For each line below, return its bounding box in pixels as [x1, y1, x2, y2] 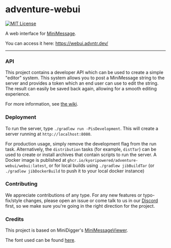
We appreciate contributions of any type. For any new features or [5, 192, 142, 198]
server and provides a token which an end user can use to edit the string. [5, 80, 159, 86]
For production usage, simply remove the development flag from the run [5, 140, 157, 146]
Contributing [5, 180, 38, 187]
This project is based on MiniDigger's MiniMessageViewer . [5, 227, 128, 233]
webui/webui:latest [5, 163, 47, 168]
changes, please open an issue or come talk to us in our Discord [23, 197, 158, 204]
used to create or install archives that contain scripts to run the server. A [5, 152, 157, 158]
